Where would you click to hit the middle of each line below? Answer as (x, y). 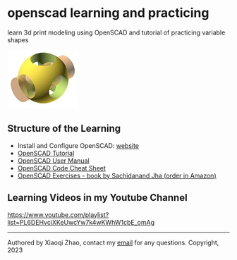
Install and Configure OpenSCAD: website (78, 145)
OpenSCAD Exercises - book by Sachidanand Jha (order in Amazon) (117, 175)
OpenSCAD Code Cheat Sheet (61, 168)
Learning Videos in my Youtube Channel (98, 198)
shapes (18, 39)
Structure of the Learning (64, 129)
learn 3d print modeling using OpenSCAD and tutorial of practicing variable (116, 32)
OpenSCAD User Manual (53, 161)
